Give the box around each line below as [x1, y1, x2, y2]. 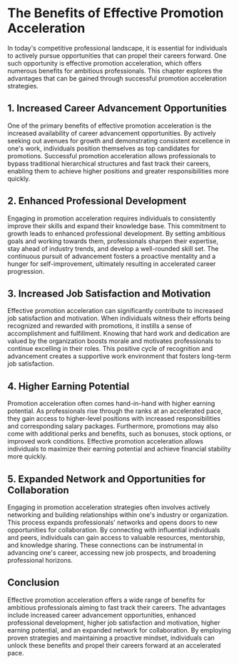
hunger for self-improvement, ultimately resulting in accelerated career [7, 259, 216, 268]
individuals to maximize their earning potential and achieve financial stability [7, 444, 231, 454]
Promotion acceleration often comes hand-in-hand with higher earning [7, 399, 215, 408]
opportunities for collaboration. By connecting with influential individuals [7, 526, 220, 534]
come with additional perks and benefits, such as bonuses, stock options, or [7, 429, 232, 438]
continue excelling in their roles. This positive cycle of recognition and [7, 344, 213, 353]
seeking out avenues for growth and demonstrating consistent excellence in [7, 136, 230, 145]
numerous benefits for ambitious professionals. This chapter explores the [7, 66, 223, 75]
